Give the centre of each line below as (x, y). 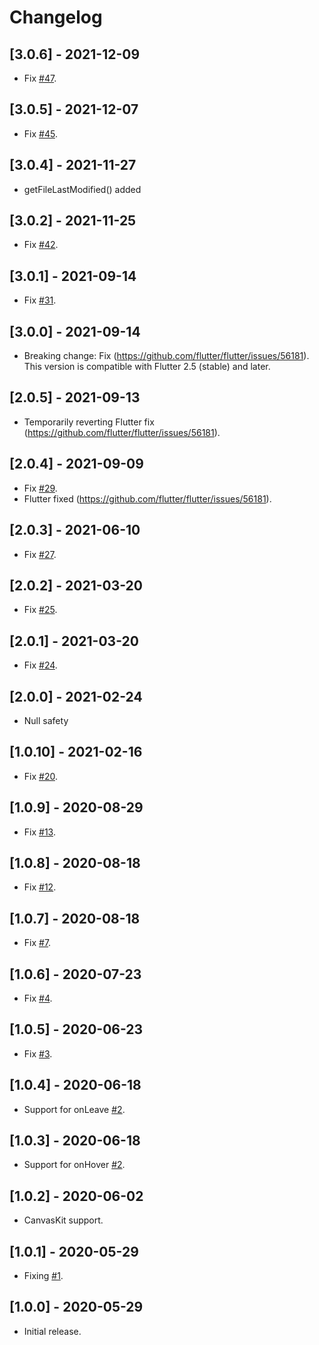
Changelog (56, 17)
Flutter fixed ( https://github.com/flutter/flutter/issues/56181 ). (147, 498)
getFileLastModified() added (82, 189)
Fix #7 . (37, 943)
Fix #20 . (40, 776)
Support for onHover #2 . (74, 1165)
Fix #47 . (40, 78)
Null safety (46, 720)
